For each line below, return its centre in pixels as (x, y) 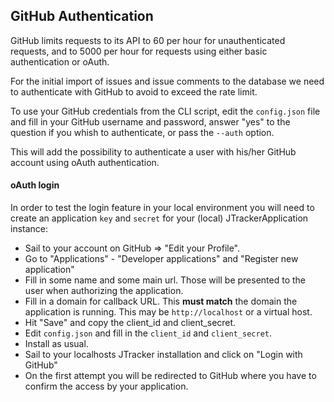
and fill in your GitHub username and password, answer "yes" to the (150, 121)
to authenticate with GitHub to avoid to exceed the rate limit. (134, 91)
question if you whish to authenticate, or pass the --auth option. (142, 132)
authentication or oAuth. (60, 61)
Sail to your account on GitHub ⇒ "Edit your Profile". (132, 248)
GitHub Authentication (82, 16)
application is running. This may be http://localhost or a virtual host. (168, 312)
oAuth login (35, 185)
